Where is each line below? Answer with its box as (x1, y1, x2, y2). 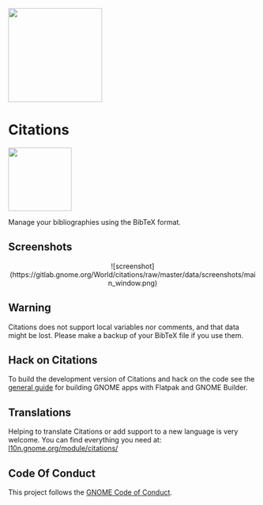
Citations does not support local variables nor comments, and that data (8, 322, 239, 332)
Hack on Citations (8, 353, 98, 366)
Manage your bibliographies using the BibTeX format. (8, 217, 182, 226)
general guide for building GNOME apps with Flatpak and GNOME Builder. (8, 383, 249, 393)
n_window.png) (107, 278, 158, 287)
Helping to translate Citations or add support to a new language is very (8, 427, 239, 436)
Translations (8, 405, 72, 419)
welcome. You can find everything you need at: (8, 435, 162, 445)
